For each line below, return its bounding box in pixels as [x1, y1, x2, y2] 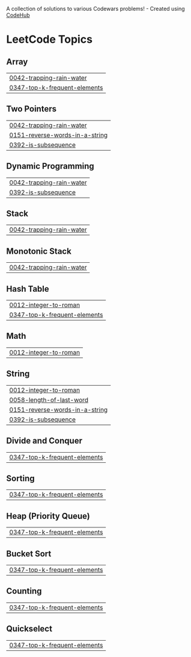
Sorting [6, 473, 35, 483]
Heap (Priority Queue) [6, 511, 90, 521]
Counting [6, 586, 42, 596]
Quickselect [6, 624, 53, 634]
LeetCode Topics [6, 33, 93, 46]
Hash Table [6, 283, 49, 294]
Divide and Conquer [6, 436, 83, 446]
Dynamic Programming [6, 161, 94, 171]
